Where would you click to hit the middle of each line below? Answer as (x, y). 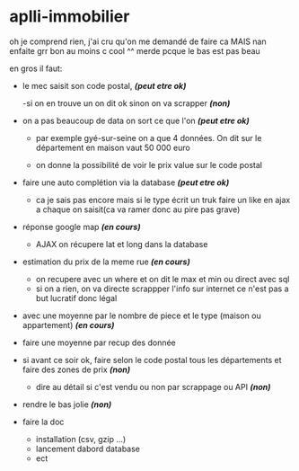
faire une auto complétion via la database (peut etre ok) (126, 182)
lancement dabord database (88, 449)
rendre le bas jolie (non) (67, 404)
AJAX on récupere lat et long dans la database (122, 244)
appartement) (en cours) (68, 324)
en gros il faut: (36, 68)
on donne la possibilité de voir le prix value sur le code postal (149, 164)
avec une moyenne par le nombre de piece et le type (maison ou (142, 315)
